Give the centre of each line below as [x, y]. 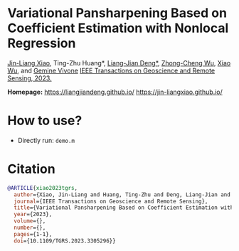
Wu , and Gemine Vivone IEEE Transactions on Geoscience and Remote [111, 70]
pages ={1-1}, [33, 234]
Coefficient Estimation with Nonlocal [118, 28]
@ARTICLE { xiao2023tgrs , [43, 188]
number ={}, [30, 228]
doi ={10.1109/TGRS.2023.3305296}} [65, 241]
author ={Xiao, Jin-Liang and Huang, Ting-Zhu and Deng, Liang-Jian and [122, 194]
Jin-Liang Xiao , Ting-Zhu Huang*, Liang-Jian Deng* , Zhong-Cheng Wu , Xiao [119, 63]
